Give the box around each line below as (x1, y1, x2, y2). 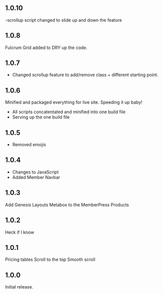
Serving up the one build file (12, 114, 70, 120)
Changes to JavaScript (12, 169, 59, 175)
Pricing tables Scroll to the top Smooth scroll (5, 256, 96, 262)
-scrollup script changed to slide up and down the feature (5, 17, 122, 23)
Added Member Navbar (12, 174, 61, 180)
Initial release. (5, 284, 33, 290)
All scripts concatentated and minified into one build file (12, 109, 126, 115)
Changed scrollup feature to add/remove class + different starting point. (12, 72, 159, 78)
